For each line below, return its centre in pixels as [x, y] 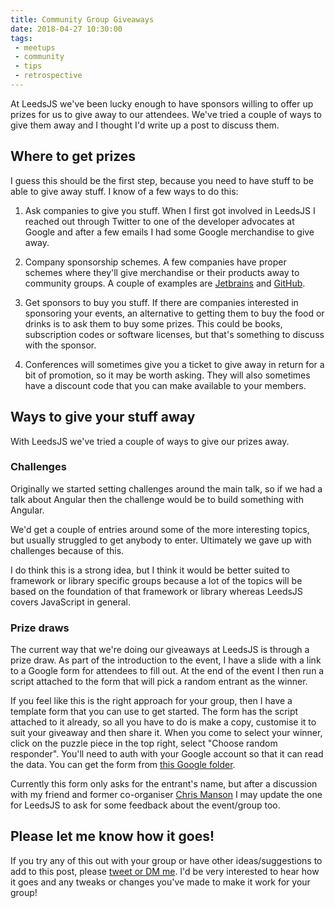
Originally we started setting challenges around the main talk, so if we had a [166, 488]
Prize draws [40, 628]
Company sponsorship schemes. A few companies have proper [155, 262]
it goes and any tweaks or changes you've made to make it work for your [160, 882]
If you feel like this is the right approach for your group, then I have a [151, 701]
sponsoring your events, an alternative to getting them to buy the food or [174, 313]
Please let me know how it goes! [112, 836]
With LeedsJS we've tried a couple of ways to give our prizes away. [150, 441]
